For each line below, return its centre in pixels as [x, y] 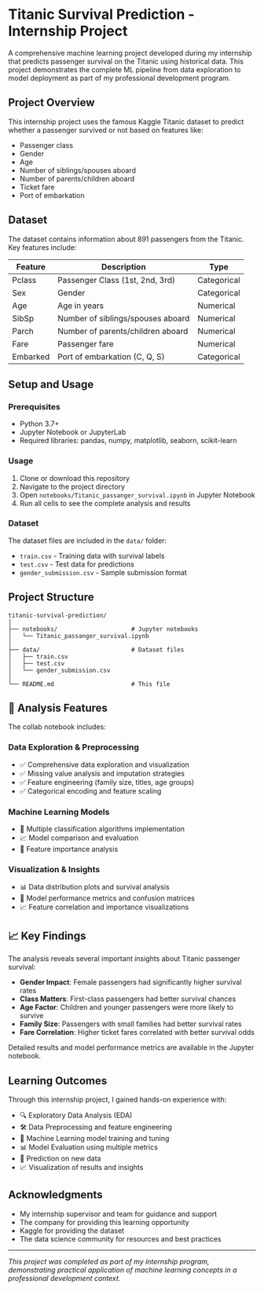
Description [124, 266]
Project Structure [51, 598]
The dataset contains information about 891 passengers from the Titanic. [126, 239]
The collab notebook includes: [57, 727]
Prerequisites [34, 406]
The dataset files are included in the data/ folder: [88, 541]
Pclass [24, 280]
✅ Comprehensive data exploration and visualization [104, 765]
